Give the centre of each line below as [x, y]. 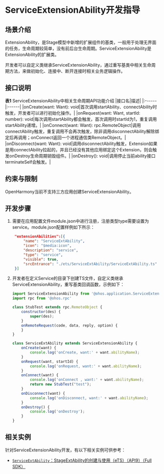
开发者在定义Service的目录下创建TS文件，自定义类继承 [68, 278]
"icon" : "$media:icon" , [47, 246]
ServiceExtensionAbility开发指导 [73, 10]
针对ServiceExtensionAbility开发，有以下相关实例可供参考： [65, 450]
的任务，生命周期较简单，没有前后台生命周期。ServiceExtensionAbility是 [78, 48]
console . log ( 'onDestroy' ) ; [58, 412]
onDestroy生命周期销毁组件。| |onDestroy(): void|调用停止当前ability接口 [82, 156]
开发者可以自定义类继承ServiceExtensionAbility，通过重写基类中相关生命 [78, 65]
